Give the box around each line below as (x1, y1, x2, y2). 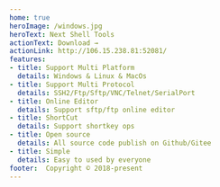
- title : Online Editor (9, 96, 99, 106)
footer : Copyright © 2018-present (9, 164, 143, 173)
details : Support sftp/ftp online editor (17, 105, 176, 114)
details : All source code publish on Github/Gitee (17, 138, 212, 147)
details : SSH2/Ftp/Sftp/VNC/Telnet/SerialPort (17, 88, 196, 97)
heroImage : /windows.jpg (9, 22, 103, 31)
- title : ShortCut (9, 113, 78, 122)
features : (9, 55, 47, 64)
